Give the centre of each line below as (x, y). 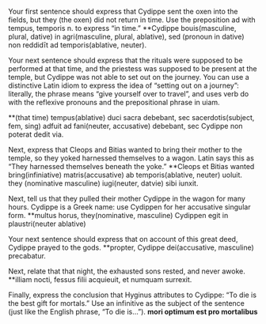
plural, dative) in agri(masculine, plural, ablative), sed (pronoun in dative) (126, 36)
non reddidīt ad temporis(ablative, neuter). (78, 45)
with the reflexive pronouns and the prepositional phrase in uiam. (114, 102)
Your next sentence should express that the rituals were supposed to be (125, 60)
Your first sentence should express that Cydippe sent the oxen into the (123, 11)
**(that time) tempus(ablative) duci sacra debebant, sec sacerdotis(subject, (131, 117)
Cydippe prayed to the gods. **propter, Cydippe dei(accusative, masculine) (131, 247)
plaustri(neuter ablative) (47, 224)
